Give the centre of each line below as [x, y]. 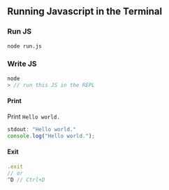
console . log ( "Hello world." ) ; [51, 136]
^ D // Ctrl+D [26, 179]
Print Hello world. [34, 116]
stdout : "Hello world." [42, 129]
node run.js [24, 46]
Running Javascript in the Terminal [85, 12]
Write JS [22, 64]
